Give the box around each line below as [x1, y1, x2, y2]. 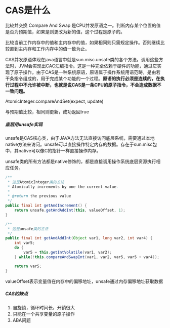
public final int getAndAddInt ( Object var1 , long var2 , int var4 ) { [5, 236, 153, 241]
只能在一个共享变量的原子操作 [12, 311, 75, 317]
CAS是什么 [5, 5, 51, 16]
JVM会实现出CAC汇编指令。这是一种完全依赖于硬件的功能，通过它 [18, 63, 157, 69]
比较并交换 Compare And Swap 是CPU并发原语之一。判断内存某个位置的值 [5, 22, 161, 28]
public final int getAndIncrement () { [5, 203, 87, 208]
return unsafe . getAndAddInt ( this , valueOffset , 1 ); [14, 208, 125, 213]
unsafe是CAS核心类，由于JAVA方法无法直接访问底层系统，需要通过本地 [5, 135, 155, 141]
